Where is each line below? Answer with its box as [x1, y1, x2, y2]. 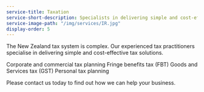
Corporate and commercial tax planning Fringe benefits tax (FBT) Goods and [6, 61, 198, 68]
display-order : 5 [6, 26, 50, 32]
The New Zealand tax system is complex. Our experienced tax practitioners [6, 43, 195, 50]
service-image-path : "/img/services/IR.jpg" [6, 20, 121, 26]
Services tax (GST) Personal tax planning [6, 68, 109, 75]
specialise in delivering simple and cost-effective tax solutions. [6, 49, 164, 57]
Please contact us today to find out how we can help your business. [6, 79, 176, 87]
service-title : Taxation [6, 9, 69, 15]
